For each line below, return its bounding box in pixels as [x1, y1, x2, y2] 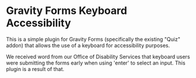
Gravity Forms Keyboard [6, 4, 128, 17]
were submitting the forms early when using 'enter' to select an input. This [6, 59, 185, 66]
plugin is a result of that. [6, 65, 64, 72]
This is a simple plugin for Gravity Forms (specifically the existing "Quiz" [6, 36, 180, 42]
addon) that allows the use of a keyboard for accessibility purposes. [6, 42, 170, 49]
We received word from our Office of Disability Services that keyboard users [6, 53, 190, 60]
